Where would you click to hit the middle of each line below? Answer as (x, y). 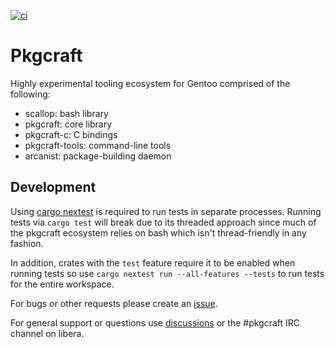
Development (53, 187)
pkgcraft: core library (68, 124)
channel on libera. (47, 333)
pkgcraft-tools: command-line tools (98, 145)
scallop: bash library (66, 113)
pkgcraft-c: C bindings (71, 134)
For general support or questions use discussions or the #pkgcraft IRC (155, 322)
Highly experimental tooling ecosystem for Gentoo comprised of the (150, 83)
